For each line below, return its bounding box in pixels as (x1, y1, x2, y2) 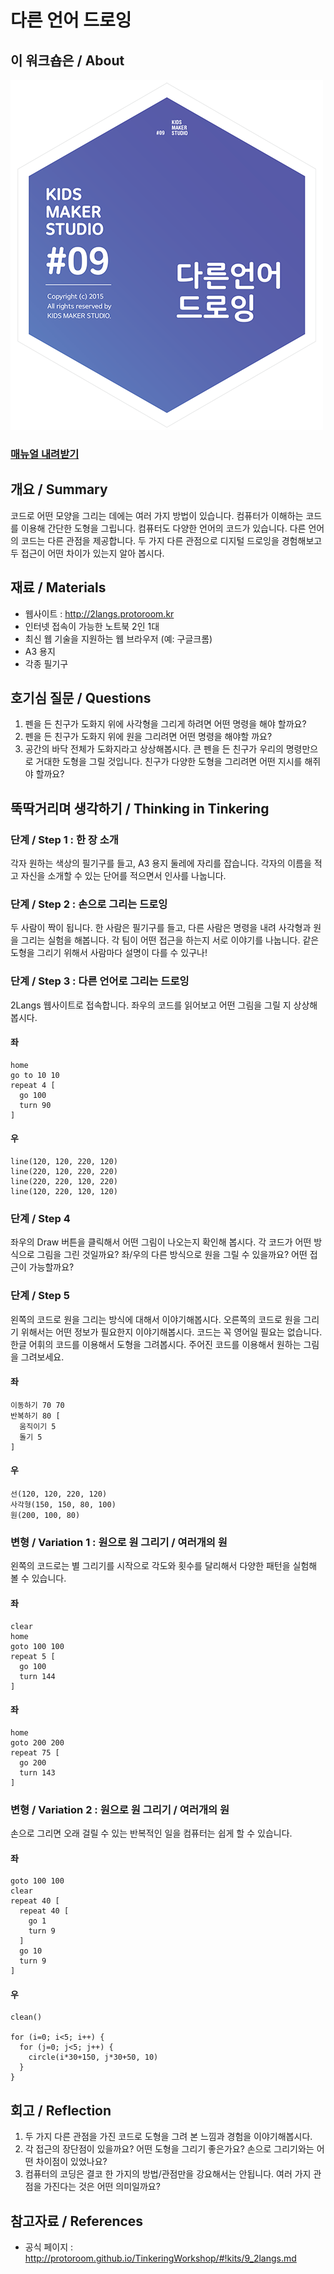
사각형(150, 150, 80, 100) (10, 1500, 117, 1510)
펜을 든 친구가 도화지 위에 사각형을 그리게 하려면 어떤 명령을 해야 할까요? (24, 718, 307, 730)
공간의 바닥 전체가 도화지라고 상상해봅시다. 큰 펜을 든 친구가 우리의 (24, 743, 284, 755)
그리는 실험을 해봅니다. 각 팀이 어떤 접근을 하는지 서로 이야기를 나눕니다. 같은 (20, 934, 320, 946)
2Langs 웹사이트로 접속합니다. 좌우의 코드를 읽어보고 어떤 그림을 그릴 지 (10, 999, 292, 1011)
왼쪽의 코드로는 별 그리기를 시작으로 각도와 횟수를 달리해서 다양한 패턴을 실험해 (10, 1560, 318, 1572)
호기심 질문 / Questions (10, 689, 152, 706)
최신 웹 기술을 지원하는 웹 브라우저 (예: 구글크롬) (24, 632, 213, 645)
